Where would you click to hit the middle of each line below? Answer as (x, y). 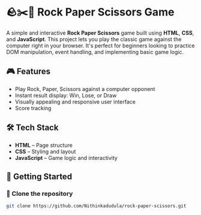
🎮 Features (28, 72)
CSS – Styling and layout (45, 152)
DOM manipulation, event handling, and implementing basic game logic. (95, 52)
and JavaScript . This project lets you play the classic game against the (94, 39)
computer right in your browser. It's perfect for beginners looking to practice (100, 46)
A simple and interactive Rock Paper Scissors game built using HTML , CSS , (100, 33)
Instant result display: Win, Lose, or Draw (66, 95)
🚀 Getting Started (39, 176)
